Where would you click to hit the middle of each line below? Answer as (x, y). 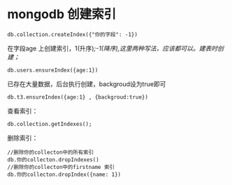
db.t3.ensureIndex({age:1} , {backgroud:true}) (78, 97)
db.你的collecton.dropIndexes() (53, 160)
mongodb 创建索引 (62, 14)
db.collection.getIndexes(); (50, 124)
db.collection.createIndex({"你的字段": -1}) (73, 34)
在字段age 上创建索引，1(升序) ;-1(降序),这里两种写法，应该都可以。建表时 (113, 48)
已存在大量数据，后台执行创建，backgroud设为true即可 (87, 83)
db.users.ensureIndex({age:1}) (53, 70)
